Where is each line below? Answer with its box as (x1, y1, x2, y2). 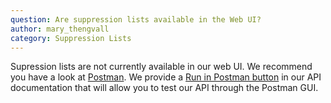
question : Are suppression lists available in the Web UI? (10, 14, 262, 25)
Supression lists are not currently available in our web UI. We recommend (10, 61, 313, 73)
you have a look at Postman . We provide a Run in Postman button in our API (10, 71, 322, 83)
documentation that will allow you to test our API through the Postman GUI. (10, 82, 319, 94)
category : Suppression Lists (10, 33, 132, 43)
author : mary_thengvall (10, 24, 110, 34)
